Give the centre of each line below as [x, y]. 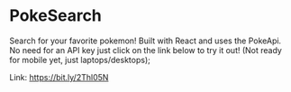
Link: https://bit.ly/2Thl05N [59, 77]
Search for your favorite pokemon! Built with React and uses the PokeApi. [145, 41]
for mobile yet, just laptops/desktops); [80, 60]
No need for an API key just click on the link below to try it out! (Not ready [145, 50]
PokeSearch [55, 16]
